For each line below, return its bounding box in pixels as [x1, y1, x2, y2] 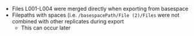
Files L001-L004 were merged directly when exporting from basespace [11, 5, 189, 12]
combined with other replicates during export [11, 18, 124, 25]
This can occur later [20, 24, 71, 31]
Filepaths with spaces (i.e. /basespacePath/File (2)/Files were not [11, 11, 180, 19]
